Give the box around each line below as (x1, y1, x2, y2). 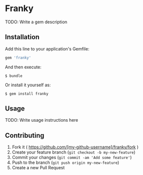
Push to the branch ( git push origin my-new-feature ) (12, 159, 119, 165)
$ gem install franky (5, 91, 49, 96)
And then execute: (5, 64, 42, 70)
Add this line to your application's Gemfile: (5, 46, 89, 51)
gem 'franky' (5, 55, 31, 60)
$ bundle (5, 73, 23, 78)
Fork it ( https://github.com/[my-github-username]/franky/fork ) (12, 144, 139, 150)
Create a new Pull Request (12, 165, 65, 171)
